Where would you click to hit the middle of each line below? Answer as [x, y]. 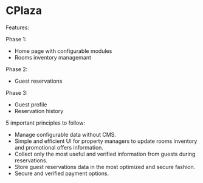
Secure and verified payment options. [62, 173]
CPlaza [24, 11]
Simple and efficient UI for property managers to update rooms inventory [106, 141]
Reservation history [39, 111]
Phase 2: [17, 69]
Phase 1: [16, 39]
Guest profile [31, 105]
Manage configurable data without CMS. [65, 134]
